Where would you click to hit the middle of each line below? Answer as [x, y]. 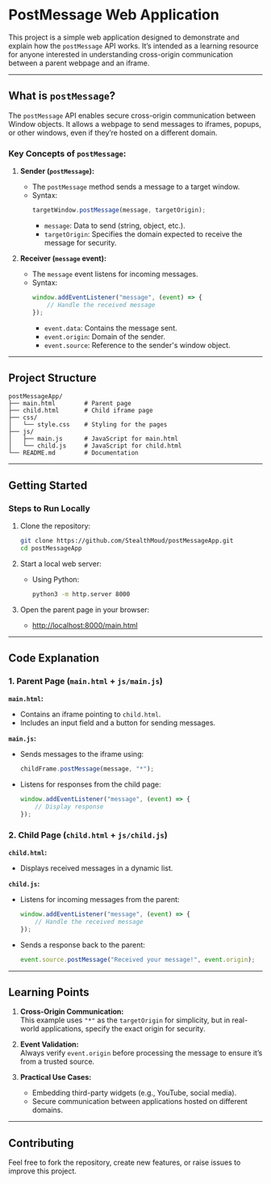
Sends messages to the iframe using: [82, 754]
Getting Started [48, 485]
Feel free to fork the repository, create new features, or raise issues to [125, 1163]
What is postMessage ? [62, 96]
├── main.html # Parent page [70, 404]
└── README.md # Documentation [73, 453]
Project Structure [52, 378]
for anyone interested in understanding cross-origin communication [121, 54]
